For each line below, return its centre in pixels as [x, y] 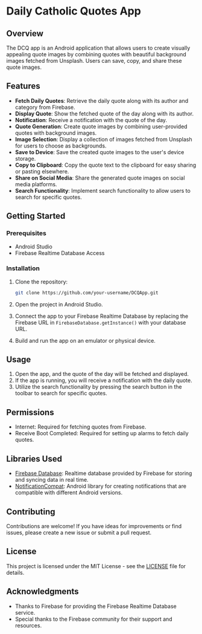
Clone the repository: [41, 282]
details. [15, 572]
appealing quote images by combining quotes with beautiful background [96, 54]
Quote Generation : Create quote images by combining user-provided [101, 126]
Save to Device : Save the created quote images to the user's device [99, 152]
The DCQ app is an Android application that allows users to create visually [98, 48]
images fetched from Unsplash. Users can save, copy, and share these [94, 61]
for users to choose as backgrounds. [61, 146]
